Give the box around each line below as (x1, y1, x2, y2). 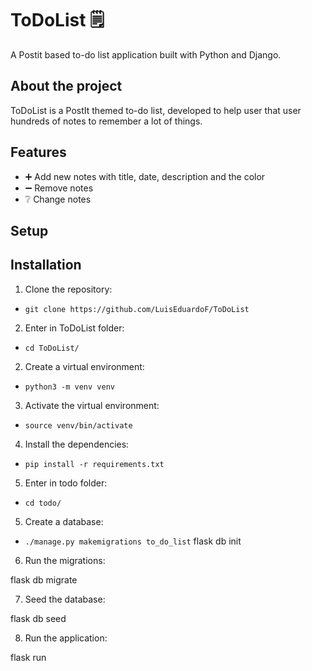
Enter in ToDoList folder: (24, 322, 125, 334)
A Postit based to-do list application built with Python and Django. (10, 48, 282, 61)
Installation (10, 257, 82, 274)
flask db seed (10, 612, 67, 624)
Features (10, 144, 67, 161)
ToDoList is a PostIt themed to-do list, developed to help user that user (10, 104, 302, 116)
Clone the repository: (24, 283, 113, 295)
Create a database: (24, 515, 104, 527)
